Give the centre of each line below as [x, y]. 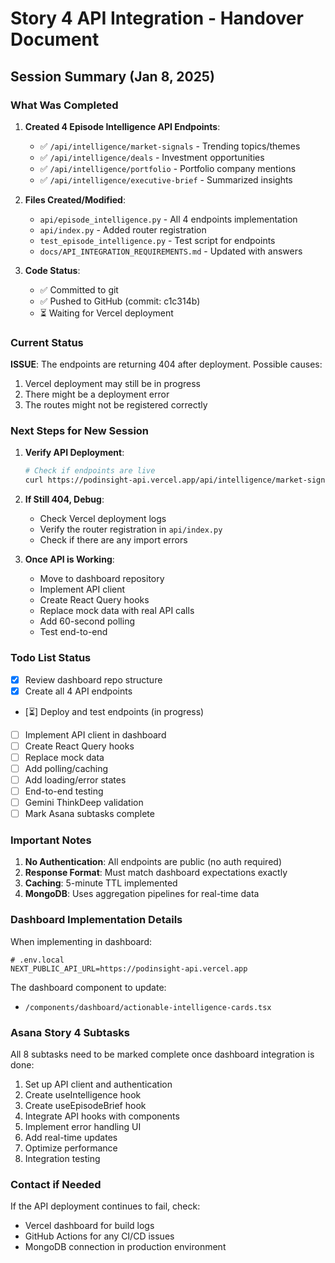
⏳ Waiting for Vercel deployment [106, 313]
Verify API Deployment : [74, 453]
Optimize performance [71, 1148]
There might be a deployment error [97, 394]
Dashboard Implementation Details [96, 920]
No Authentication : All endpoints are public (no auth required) [153, 862]
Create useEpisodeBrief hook [85, 1106]
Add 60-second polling [87, 621]
